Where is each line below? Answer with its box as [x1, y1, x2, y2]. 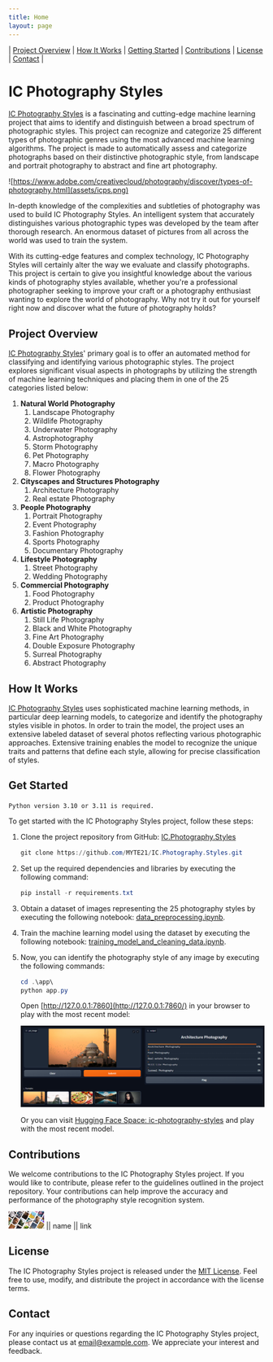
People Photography [19, 503, 92, 513]
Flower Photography [32, 468, 101, 478]
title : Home [8, 13, 49, 21]
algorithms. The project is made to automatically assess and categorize [8, 143, 248, 154]
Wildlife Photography [32, 416, 103, 426]
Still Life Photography [32, 615, 105, 625]
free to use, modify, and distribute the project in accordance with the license [8, 1274, 264, 1285]
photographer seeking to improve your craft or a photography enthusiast [8, 286, 252, 296]
